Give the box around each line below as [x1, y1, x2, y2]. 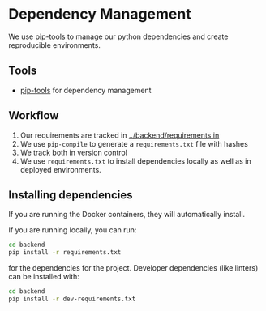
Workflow [8, 109, 59, 122]
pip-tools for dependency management [19, 85, 152, 95]
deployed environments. [19, 164, 101, 174]
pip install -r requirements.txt [8, 249, 122, 257]
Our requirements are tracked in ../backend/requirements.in [19, 130, 220, 140]
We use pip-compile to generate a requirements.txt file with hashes [19, 138, 249, 148]
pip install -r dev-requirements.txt [8, 295, 136, 303]
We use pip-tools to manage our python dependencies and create [8, 32, 229, 41]
